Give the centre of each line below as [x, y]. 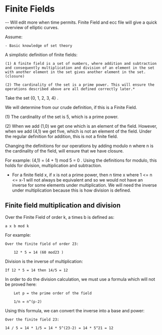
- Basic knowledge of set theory [39, 46]
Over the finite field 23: [32, 320]
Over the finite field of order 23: [42, 244]
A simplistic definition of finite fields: [41, 55]
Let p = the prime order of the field [53, 293]
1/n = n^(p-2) [28, 302]
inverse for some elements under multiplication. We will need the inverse [84, 185]
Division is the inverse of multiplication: [44, 261]
